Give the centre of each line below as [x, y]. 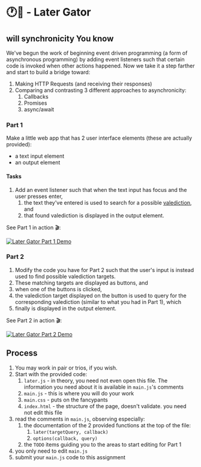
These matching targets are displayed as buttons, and [81, 283]
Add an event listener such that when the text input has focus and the [101, 190]
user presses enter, [39, 196]
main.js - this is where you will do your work [79, 393]
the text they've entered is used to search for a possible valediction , [108, 202]
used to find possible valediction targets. [65, 276]
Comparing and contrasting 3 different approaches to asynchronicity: [101, 90]
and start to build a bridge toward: [48, 72]
